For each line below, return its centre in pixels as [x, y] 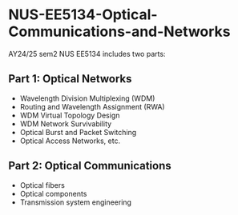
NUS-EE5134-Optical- [83, 15]
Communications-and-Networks [119, 32]
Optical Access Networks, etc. [70, 141]
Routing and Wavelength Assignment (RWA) [93, 106]
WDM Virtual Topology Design [70, 115]
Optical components [53, 193]
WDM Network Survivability [66, 123]
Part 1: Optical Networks [70, 79]
